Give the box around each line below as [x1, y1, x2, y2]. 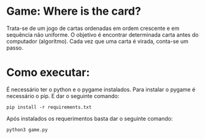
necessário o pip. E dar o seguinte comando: [6, 92, 120, 99]
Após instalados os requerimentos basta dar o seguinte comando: [6, 115, 173, 122]
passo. [6, 44, 23, 51]
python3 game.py [6, 127, 48, 133]
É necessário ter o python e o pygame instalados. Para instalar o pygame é [6, 86, 196, 93]
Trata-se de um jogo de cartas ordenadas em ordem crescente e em [6, 24, 180, 32]
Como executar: [6, 66, 90, 80]
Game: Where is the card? [6, 4, 141, 18]
